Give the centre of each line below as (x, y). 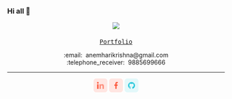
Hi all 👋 (19, 11)
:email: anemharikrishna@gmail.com (116, 55)
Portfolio (116, 42)
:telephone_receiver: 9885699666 (116, 62)
